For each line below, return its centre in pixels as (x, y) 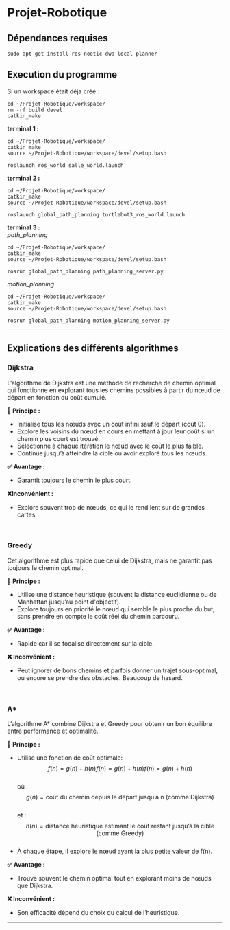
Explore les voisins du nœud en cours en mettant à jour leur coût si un (116, 431)
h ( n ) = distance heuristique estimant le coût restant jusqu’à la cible (120, 826)
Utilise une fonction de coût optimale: (70, 758)
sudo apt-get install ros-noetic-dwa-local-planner (82, 54)
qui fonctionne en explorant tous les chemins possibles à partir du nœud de (114, 390)
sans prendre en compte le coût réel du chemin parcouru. (98, 616)
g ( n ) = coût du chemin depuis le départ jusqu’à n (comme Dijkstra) (120, 797)
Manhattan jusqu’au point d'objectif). (69, 602)
